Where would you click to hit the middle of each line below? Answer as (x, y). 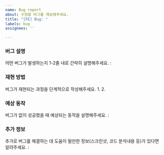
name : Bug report (23, 10)
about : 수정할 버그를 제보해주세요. (37, 14)
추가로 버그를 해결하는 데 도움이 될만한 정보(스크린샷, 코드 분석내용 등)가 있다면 (82, 141)
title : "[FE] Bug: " (27, 19)
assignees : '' (20, 28)
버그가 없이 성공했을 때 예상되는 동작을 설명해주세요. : (57, 115)
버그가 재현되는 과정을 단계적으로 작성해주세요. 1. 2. (55, 89)
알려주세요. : (17, 147)
